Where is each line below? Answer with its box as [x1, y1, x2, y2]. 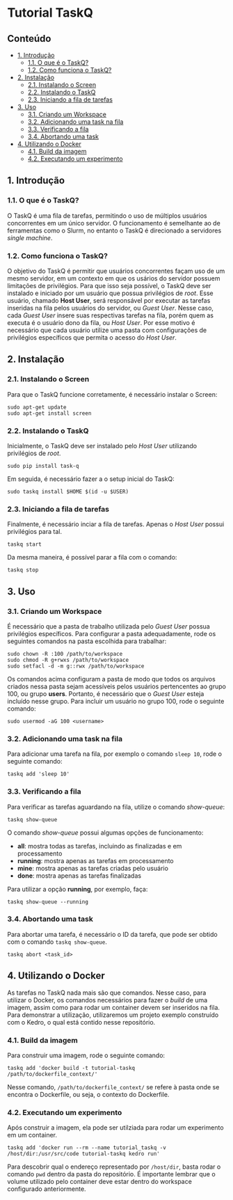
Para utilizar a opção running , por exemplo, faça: [7, 885, 148, 893]
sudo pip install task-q [7, 462, 79, 469]
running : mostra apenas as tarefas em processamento [17, 856, 174, 865]
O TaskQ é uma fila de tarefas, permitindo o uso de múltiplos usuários [7, 211, 207, 220]
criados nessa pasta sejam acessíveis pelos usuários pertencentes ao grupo [7, 682, 226, 690]
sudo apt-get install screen [7, 409, 92, 417]
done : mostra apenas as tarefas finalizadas [17, 871, 141, 880]
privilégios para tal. [7, 528, 63, 536]
